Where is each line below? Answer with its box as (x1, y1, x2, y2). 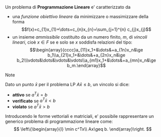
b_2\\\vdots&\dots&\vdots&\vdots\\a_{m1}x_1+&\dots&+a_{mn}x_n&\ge (16, 57, 156, 63)
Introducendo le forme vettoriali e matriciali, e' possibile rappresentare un (5, 113, 154, 119)
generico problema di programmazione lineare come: (5, 118, 113, 124)
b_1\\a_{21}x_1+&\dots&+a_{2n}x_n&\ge (47, 52, 126, 58)
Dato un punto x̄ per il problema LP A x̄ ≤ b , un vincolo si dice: (5, 82, 129, 87)
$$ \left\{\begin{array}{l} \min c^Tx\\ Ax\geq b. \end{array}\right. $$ (13, 126, 152, 132)
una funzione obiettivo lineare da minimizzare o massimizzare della (12, 14, 149, 19)
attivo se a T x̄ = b (12, 91, 48, 97)
